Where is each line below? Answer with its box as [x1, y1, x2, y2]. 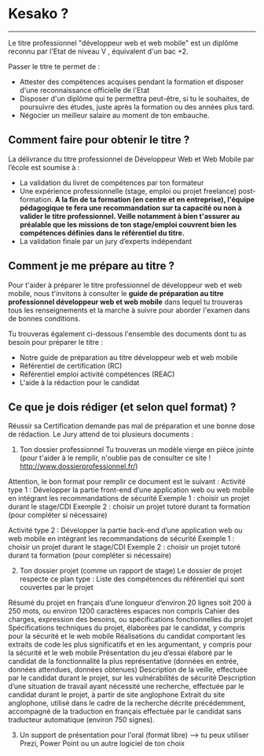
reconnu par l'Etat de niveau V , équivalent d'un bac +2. [8, 46, 189, 56]
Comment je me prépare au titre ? [8, 259, 175, 272]
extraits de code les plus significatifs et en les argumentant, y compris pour [8, 639, 252, 650]
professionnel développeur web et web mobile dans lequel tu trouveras [8, 297, 244, 306]
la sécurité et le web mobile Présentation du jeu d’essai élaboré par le [8, 648, 233, 658]
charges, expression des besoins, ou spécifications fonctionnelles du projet [8, 615, 253, 624]
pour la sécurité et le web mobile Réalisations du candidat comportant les [8, 632, 246, 641]
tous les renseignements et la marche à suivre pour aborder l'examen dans [8, 305, 251, 315]
